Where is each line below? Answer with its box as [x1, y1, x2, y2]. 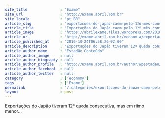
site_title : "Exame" [5, 7, 80, 12]
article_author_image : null [5, 53, 74, 58]
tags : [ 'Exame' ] [5, 80, 84, 85]
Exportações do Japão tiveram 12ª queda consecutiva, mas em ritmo [5, 103, 145, 109]
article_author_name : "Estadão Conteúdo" [5, 48, 105, 53]
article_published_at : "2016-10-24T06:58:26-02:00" [5, 39, 124, 44]
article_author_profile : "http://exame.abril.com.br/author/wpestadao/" [5, 62, 164, 67]
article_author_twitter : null [5, 71, 74, 76]
